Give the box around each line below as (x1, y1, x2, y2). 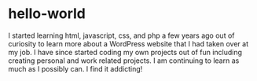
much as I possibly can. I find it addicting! (8, 64, 143, 73)
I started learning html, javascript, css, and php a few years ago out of (8, 31, 235, 40)
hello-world (8, 5, 86, 23)
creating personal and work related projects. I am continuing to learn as (8, 56, 240, 65)
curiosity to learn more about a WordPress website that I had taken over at (8, 39, 249, 48)
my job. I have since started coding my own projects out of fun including (8, 47, 242, 57)
